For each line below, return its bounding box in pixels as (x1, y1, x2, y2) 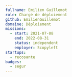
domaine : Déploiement (5, 21, 52, 27)
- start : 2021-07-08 (10, 31, 54, 36)
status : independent (14, 41, 58, 46)
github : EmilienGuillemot (5, 17, 60, 22)
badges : (5, 59, 22, 64)
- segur (10, 64, 27, 69)
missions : (5, 26, 27, 31)
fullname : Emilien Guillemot (5, 7, 67, 13)
